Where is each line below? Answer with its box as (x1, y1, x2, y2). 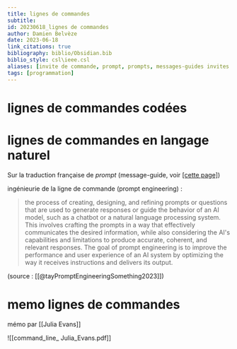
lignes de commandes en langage (7, 132, 209, 148)
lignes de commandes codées (7, 100, 187, 116)
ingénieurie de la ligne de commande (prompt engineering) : (7, 184, 183, 193)
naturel (7, 147, 51, 163)
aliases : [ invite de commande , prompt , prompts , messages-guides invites (7, 63, 230, 70)
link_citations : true (7, 43, 71, 50)
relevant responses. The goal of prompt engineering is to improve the (24, 243, 228, 252)
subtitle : (7, 17, 37, 24)
